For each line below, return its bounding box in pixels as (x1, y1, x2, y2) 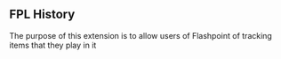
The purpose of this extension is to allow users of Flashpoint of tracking (9, 30, 273, 41)
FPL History (9, 7, 76, 22)
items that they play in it (9, 40, 97, 50)
